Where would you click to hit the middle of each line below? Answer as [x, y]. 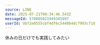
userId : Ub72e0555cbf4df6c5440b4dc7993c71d [50, 23]
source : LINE [18, 10]
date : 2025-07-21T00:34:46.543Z [38, 14]
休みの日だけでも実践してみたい [37, 38]
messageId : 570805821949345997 [37, 19]
